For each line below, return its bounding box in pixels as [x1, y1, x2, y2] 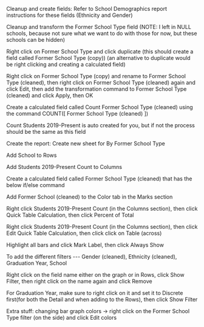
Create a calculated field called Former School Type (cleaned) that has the [6, 175, 192, 182]
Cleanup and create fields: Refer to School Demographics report [6, 5, 167, 12]
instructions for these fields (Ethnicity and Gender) [6, 12, 133, 19]
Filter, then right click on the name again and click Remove [6, 278, 153, 285]
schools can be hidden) [6, 36, 66, 43]
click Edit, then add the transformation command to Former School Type [6, 85, 187, 93]
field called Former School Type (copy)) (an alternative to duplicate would [6, 54, 191, 61]
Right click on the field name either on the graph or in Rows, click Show [6, 271, 185, 278]
